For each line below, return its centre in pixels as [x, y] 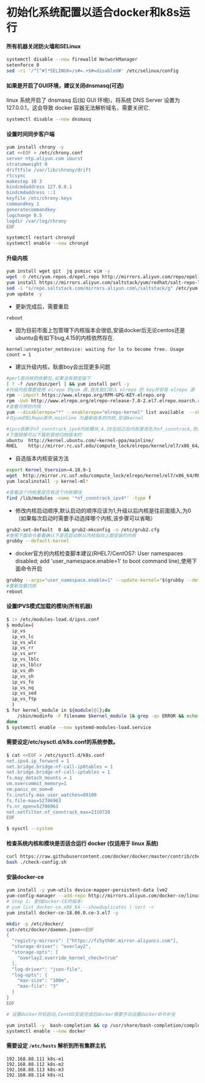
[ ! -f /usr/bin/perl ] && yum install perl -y [68, 384]
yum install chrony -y [35, 147]
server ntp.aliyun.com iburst [45, 159]
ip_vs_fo [23, 682]
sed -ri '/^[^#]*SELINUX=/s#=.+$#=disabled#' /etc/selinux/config [92, 71]
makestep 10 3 [24, 181]
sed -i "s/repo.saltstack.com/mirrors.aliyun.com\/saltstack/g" [90, 288]
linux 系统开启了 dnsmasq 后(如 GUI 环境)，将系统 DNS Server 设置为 [93, 100]
